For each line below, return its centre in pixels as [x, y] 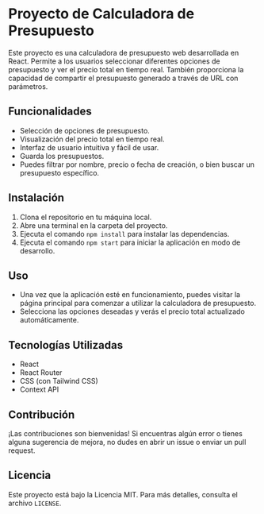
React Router [41, 373]
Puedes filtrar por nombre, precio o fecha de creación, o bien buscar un [137, 164]
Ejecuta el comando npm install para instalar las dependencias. [124, 234]
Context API [39, 389]
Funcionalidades [50, 112]
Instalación [36, 198]
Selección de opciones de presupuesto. [85, 130]
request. [22, 450]
